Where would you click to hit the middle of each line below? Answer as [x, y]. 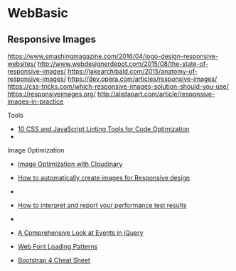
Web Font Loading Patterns [58, 247]
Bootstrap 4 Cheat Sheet [54, 260]
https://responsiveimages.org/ [52, 94]
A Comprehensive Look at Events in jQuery [80, 233]
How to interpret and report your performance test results [102, 205]
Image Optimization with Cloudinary [70, 164]
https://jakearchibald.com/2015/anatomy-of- [132, 71]
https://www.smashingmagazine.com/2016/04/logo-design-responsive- [113, 56]
